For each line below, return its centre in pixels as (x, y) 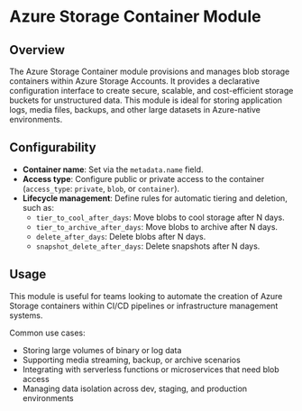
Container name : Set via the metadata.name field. (113, 169)
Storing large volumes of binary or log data (102, 350)
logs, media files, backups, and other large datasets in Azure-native (135, 110)
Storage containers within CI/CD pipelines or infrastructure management (144, 306)
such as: (38, 207)
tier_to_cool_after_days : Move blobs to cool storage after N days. (160, 217)
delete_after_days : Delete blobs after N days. (121, 236)
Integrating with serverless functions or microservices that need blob (151, 369)
